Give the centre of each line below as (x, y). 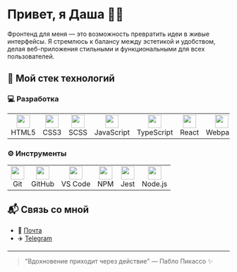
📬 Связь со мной (48, 210)
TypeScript (155, 132)
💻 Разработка (33, 99)
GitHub (43, 184)
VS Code (76, 184)
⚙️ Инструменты (37, 153)
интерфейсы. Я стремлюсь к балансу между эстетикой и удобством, (111, 41)
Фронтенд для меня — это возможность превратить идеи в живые (109, 34)
